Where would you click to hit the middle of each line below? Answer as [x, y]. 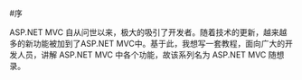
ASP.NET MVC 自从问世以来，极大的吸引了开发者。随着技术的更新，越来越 [148, 32]
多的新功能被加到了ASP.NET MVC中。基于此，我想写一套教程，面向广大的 [147, 44]
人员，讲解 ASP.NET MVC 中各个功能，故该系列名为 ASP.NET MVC [142, 55]
